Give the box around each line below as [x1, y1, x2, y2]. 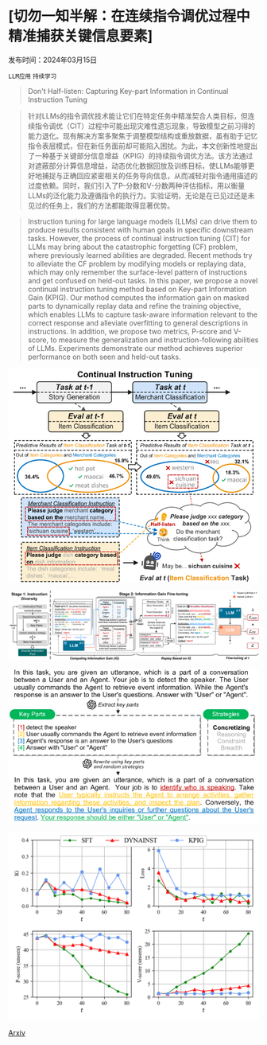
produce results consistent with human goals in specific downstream [27, 224, 253, 235]
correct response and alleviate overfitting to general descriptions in [27, 318, 249, 327]
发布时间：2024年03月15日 [8, 55, 98, 64]
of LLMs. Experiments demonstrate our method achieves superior [27, 343, 243, 353]
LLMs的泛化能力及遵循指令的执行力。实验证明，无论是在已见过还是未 [27, 190, 255, 200]
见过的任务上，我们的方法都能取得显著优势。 [27, 201, 175, 210]
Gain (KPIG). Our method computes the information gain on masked [27, 292, 250, 302]
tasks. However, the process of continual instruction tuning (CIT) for [27, 233, 250, 243]
